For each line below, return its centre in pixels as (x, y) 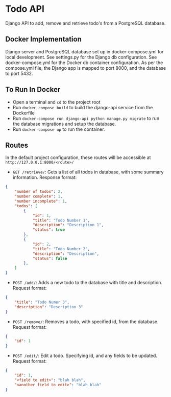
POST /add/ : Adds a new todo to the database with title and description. (87, 282)
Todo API (25, 9)
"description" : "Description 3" (49, 307)
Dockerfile (23, 113)
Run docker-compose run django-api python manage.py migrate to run (86, 118)
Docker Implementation (43, 39)
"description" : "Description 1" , (68, 225)
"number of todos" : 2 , (39, 192)
